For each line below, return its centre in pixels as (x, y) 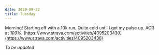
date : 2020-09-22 (22, 9)
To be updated (20, 47)
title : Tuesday (20, 14)
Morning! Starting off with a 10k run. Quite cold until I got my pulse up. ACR (80, 27)
